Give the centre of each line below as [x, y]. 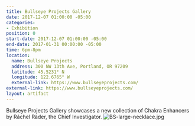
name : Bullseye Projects [42, 61]
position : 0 [21, 34]
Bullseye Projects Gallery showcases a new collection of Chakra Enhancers [98, 110]
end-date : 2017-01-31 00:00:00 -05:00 [54, 45]
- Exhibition [22, 28]
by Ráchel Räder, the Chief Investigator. [54, 117]
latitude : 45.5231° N [38, 72]
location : [18, 55]
